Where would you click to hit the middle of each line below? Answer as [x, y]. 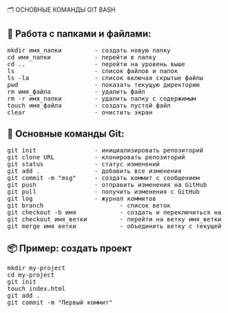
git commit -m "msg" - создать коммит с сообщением [103, 178]
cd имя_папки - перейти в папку [82, 57]
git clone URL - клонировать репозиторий [96, 157]
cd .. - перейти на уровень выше [96, 64]
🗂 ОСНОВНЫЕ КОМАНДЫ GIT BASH [61, 10]
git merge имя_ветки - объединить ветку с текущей [114, 226]
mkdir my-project [36, 268]
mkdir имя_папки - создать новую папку [89, 50]
